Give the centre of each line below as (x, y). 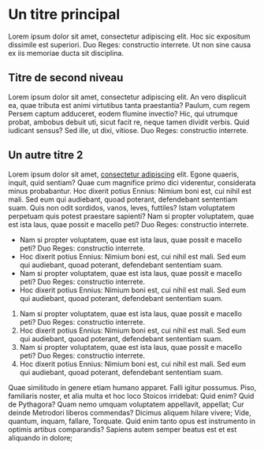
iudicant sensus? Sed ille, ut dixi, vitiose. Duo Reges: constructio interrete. (128, 130)
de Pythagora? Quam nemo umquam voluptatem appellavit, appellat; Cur (126, 404)
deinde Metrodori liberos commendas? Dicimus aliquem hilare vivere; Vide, (130, 412)
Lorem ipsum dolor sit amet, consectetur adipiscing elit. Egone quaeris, (124, 174)
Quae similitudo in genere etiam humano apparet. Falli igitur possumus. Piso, (132, 387)
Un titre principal (64, 15)
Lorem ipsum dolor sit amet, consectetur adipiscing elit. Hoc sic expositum (129, 36)
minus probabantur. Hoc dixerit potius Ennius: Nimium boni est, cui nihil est (130, 191)
